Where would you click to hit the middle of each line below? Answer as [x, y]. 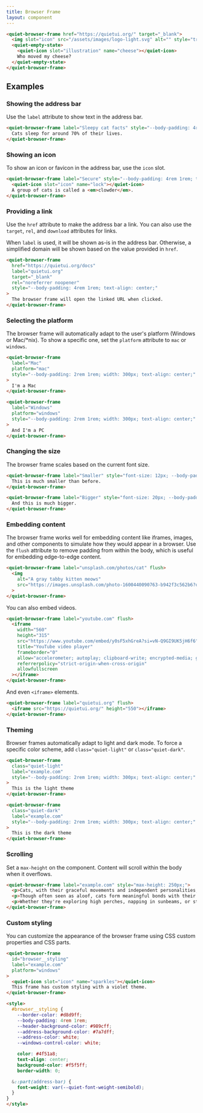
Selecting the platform [40, 320]
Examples [25, 87]
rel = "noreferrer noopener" [46, 282]
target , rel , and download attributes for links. [62, 231]
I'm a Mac [24, 386]
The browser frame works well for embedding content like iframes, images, [100, 538]
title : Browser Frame [34, 12]
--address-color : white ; [48, 1037]
